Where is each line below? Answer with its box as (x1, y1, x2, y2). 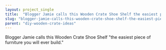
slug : (5, 16, 16, 21)
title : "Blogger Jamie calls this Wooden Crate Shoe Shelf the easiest (5, 12, 158, 17)
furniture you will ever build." (5, 40, 64, 46)
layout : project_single (5, 7, 54, 12)
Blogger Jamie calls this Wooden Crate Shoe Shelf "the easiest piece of (5, 34, 151, 40)
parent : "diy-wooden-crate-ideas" (5, 21, 77, 26)
